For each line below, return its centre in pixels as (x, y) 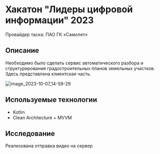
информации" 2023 (50, 20)
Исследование (30, 133)
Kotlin (19, 112)
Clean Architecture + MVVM (42, 117)
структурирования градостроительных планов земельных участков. (80, 68)
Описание (22, 50)
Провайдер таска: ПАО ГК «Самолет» (47, 34)
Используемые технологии (51, 100)
